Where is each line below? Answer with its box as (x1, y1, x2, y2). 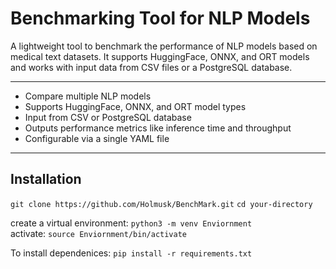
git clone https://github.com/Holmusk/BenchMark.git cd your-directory (10, 199, 313, 209)
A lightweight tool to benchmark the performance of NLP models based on (10, 40, 318, 52)
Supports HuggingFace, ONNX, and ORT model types (24, 100, 247, 112)
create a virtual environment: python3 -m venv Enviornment (10, 217, 253, 229)
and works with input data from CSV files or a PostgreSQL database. (10, 61, 293, 73)
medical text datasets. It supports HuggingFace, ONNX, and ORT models (10, 50, 310, 62)
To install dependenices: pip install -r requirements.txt (10, 247, 253, 259)
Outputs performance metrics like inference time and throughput (24, 122, 292, 134)
